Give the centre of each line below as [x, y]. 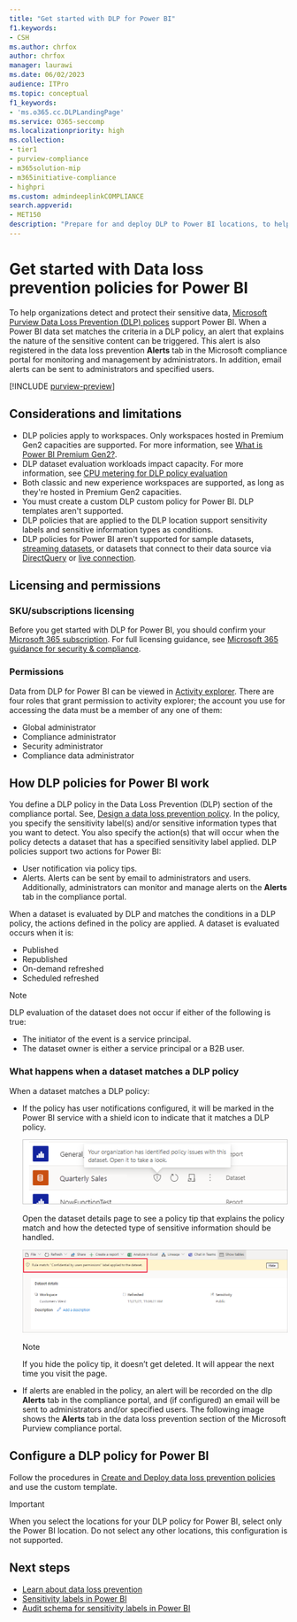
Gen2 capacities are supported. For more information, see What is [142, 445]
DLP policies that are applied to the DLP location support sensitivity [145, 520]
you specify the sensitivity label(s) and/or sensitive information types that [143, 823]
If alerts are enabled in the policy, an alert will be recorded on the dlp [147, 1391]
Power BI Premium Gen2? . [69, 454]
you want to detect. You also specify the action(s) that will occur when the [145, 833]
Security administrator [62, 746]
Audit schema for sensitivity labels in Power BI [106, 1608]
